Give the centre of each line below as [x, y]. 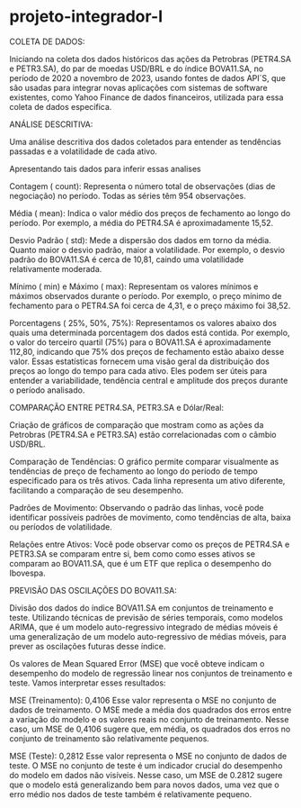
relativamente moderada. [56, 268]
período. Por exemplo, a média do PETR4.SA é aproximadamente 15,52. [142, 222]
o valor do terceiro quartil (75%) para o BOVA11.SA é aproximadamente [140, 342]
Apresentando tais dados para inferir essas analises [105, 168]
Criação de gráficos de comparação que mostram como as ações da [137, 424]
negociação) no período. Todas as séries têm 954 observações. [128, 195]
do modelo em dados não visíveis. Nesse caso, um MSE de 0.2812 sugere [146, 775]
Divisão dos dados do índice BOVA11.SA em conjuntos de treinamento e [142, 608]
